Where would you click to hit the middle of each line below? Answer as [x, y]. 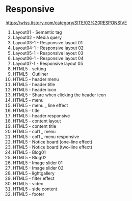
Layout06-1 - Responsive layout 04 [48, 58]
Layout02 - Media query [37, 37]
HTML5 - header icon [34, 89]
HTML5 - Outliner [30, 74]
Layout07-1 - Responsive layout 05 [48, 63]
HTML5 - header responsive [41, 115]
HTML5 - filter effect [33, 178]
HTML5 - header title [34, 84]
